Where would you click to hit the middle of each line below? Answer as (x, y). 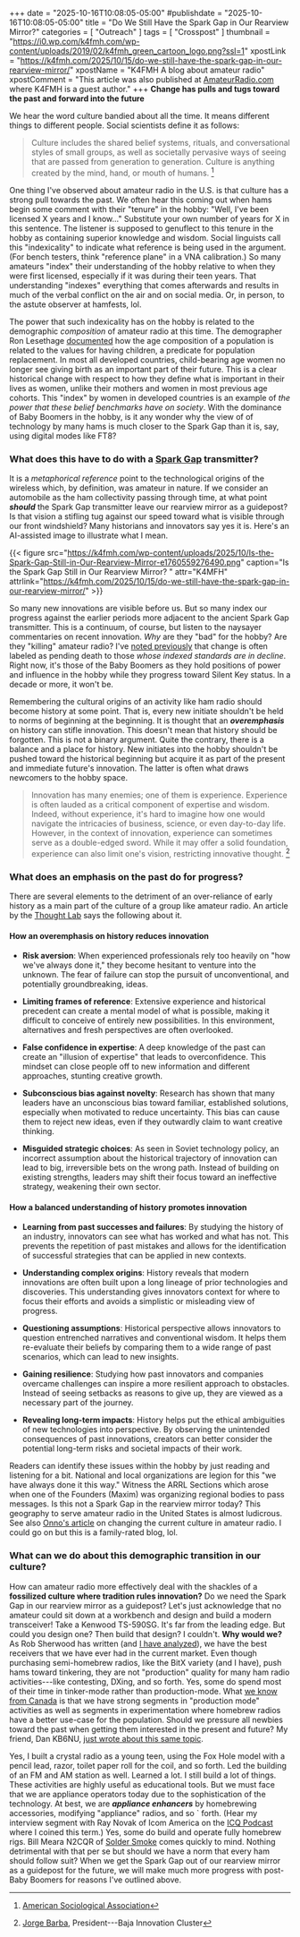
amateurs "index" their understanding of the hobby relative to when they (142, 266)
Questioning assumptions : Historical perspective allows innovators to (151, 1328)
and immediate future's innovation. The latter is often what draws (129, 768)
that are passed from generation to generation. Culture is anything (153, 162)
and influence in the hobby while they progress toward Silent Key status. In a (150, 674)
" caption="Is (265, 562)
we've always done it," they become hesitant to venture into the (139, 965)
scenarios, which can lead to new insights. (100, 1357)
